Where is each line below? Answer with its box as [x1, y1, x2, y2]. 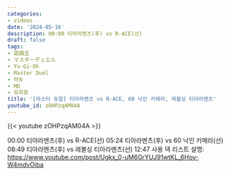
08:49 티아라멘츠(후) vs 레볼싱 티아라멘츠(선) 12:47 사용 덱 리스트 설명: [7, 145, 205, 153]
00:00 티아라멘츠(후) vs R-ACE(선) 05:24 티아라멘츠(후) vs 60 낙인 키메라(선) [7, 135, 224, 145]
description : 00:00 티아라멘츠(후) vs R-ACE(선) [7, 30, 143, 37]
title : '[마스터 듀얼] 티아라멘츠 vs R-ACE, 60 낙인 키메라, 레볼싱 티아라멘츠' [7, 96, 217, 103]
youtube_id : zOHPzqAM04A [7, 102, 80, 109]
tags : [7, 43, 23, 50]
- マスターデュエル [7, 56, 56, 64]
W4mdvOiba [7, 160, 44, 169]
